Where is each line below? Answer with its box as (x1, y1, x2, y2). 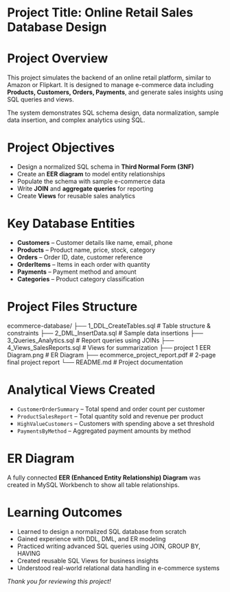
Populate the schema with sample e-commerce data (16, 177, 165, 186)
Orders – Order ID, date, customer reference (16, 253, 143, 261)
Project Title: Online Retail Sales (7, 5, 194, 21)
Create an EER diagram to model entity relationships (16, 170, 165, 178)
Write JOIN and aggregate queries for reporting (16, 185, 154, 193)
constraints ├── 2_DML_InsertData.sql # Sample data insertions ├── (7, 329, 204, 337)
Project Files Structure (7, 299, 138, 315)
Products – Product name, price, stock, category (16, 246, 156, 254)
